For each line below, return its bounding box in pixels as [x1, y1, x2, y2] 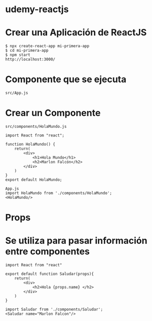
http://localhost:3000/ [5, 57, 56, 62]
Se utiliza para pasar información [5, 235, 148, 246]
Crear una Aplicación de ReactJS [5, 27, 147, 39]
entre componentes [5, 246, 90, 257]
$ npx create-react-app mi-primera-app [5, 44, 90, 49]
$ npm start [5, 52, 30, 58]
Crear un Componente [5, 108, 101, 119]
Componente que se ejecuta [5, 74, 127, 85]
